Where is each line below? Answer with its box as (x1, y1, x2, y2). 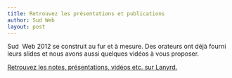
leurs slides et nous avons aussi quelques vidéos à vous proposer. (7, 49, 199, 58)
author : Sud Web (7, 17, 55, 24)
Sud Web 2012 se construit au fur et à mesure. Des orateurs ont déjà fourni (7, 42, 226, 51)
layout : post (7, 23, 46, 30)
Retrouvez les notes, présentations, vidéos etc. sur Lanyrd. (7, 63, 178, 72)
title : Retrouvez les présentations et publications (7, 10, 165, 17)
